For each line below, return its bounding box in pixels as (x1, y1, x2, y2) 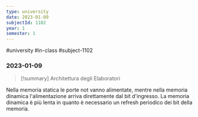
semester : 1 (6, 31, 35, 37)
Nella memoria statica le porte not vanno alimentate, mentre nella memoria (6, 86, 188, 93)
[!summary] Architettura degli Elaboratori (20, 75, 121, 82)
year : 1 (6, 25, 25, 31)
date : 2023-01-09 (6, 14, 49, 20)
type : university (6, 8, 49, 15)
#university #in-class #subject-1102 (6, 47, 93, 54)
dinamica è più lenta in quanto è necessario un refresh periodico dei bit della (6, 99, 193, 106)
